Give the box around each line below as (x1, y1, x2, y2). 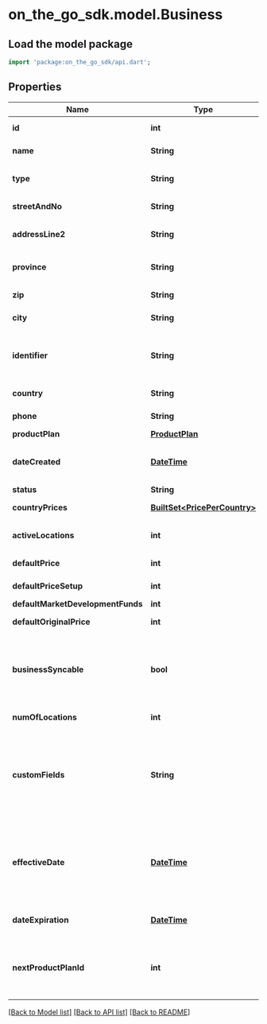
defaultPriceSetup (12, 580, 83, 592)
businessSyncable (12, 664, 84, 675)
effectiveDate (12, 856, 65, 867)
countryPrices (12, 502, 68, 513)
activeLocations (12, 529, 75, 541)
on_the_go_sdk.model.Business (8, 6, 223, 24)
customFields (12, 769, 65, 780)
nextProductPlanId (12, 962, 85, 973)
